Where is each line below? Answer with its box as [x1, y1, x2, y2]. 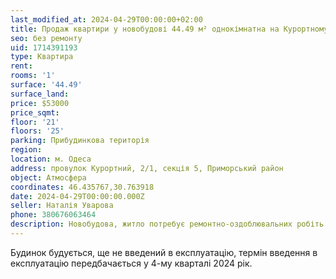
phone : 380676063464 [10, 210, 97, 220]
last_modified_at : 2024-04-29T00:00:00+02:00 [10, 14, 203, 25]
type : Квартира [10, 52, 74, 62]
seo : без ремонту [10, 33, 83, 43]
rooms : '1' [10, 71, 56, 81]
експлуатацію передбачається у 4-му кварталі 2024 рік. [10, 257, 253, 269]
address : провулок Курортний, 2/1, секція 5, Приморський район [10, 163, 284, 173]
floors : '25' [10, 126, 65, 136]
